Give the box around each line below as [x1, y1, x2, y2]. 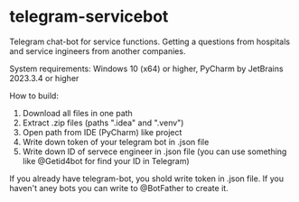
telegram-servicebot [9, 6, 169, 27]
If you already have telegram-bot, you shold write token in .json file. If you [9, 173, 285, 184]
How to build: [9, 90, 59, 101]
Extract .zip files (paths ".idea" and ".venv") [22, 117, 184, 128]
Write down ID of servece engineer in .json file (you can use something [22, 146, 287, 157]
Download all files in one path [22, 107, 133, 118]
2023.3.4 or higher [9, 72, 79, 83]
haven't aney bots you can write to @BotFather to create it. [9, 182, 229, 193]
